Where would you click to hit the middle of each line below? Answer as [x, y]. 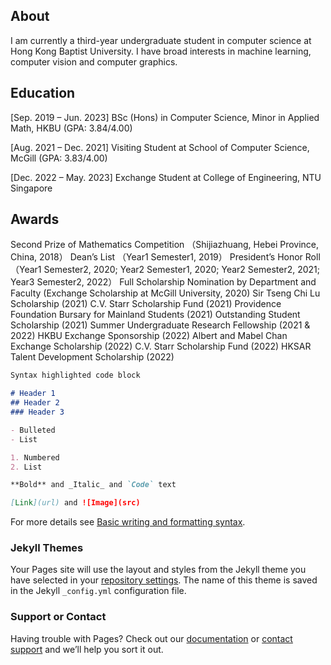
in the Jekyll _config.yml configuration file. [98, 591]
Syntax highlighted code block [75, 375]
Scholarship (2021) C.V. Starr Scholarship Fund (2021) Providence [146, 304]
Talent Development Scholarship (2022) [92, 357]
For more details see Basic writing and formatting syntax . [128, 522]
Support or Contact [58, 617]
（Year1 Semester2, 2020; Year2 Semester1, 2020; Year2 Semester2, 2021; [165, 270]
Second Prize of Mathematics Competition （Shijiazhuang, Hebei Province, [165, 245]
